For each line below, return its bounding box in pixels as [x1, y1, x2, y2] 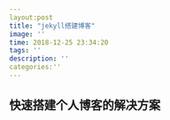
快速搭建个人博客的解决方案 [9, 98, 161, 113]
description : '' [9, 54, 69, 63]
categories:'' [9, 63, 62, 72]
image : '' [9, 29, 46, 38]
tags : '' [9, 46, 42, 55]
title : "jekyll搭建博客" [9, 21, 96, 30]
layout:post [9, 12, 53, 22]
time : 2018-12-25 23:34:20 [9, 37, 109, 47]
